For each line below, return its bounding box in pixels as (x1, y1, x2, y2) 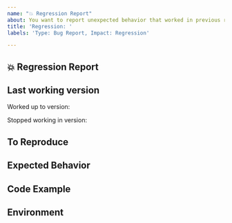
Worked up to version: (7, 103, 70, 111)
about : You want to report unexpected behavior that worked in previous (7, 17, 221, 23)
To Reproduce (7, 136, 69, 148)
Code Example (7, 183, 71, 195)
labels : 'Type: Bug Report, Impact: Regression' (7, 29, 150, 37)
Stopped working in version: (7, 116, 88, 124)
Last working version (7, 84, 100, 97)
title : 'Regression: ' (7, 23, 72, 30)
